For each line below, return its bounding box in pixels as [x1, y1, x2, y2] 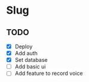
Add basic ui [14, 63, 46, 70]
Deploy [14, 43, 33, 50]
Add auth [14, 50, 38, 57]
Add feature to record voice [14, 70, 83, 77]
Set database [14, 56, 48, 64]
